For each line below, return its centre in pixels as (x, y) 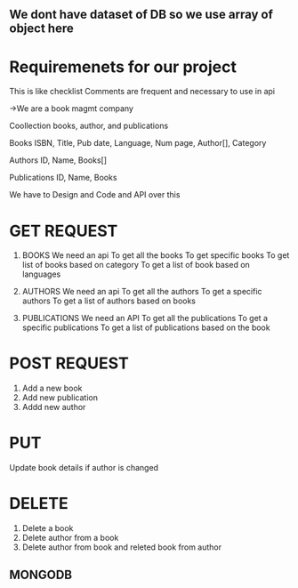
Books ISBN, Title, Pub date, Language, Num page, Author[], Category (138, 143)
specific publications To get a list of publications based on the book (146, 327)
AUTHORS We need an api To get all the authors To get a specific (142, 292)
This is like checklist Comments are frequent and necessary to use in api (142, 92)
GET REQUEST (64, 231)
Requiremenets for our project (123, 67)
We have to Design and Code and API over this (95, 195)
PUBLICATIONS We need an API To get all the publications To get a (145, 318)
